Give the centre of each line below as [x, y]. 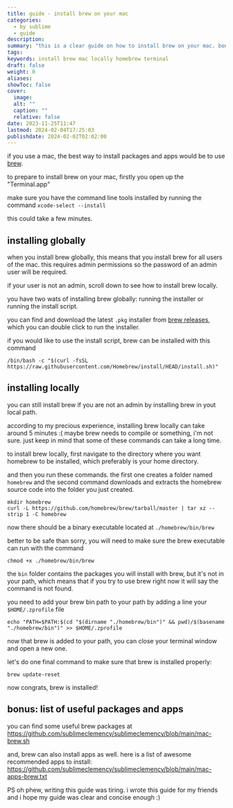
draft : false [26, 65]
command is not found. [40, 588]
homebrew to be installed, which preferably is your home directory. [103, 461]
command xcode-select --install [57, 205]
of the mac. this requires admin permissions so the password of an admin [112, 265]
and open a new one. [37, 648]
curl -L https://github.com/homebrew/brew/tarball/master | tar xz [107, 508]
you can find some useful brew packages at [70, 726]
